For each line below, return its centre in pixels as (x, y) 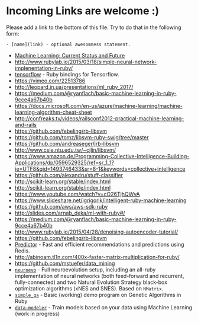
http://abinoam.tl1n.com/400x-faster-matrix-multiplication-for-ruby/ (97, 257)
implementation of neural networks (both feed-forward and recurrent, (99, 276)
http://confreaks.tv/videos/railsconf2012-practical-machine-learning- (99, 118)
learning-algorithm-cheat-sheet (53, 112)
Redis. (22, 251)
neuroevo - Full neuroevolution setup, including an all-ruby (85, 269)
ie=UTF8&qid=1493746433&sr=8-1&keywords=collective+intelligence (100, 169)
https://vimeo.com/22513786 (50, 81)
